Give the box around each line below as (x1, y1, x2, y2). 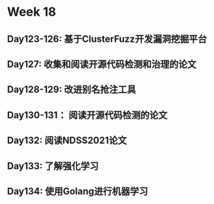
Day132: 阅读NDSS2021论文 (7, 135, 127, 146)
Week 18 (7, 4, 57, 20)
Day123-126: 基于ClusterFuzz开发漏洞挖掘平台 (7, 33, 207, 44)
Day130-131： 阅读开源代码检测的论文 (7, 109, 168, 120)
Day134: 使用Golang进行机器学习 (7, 186, 148, 197)
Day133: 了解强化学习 (7, 160, 99, 172)
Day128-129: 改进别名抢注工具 (7, 84, 137, 96)
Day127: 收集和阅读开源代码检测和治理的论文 (7, 58, 197, 70)
